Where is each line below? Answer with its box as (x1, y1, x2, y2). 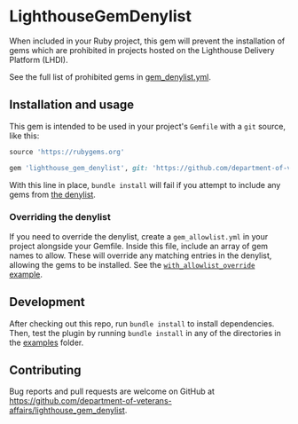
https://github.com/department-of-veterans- (9, 396, 172, 406)
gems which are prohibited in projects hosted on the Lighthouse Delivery (9, 44, 275, 55)
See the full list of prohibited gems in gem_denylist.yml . (9, 71, 211, 82)
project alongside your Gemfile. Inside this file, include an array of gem (9, 240, 269, 251)
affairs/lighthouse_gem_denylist (9, 405, 126, 416)
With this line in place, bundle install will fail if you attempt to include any (9, 179, 281, 190)
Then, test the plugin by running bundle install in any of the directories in (9, 327, 281, 338)
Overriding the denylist (9, 211, 111, 224)
